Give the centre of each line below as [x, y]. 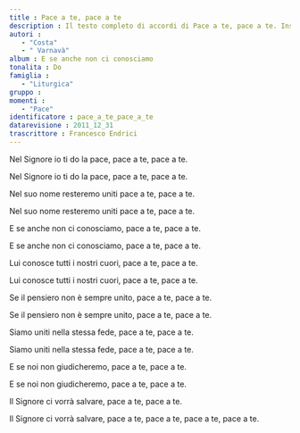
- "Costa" [39, 42]
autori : [25, 34]
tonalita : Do [36, 68]
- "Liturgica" [47, 84]
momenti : [28, 100]
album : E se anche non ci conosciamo [81, 59]
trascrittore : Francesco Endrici [74, 134]
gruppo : [25, 92]
